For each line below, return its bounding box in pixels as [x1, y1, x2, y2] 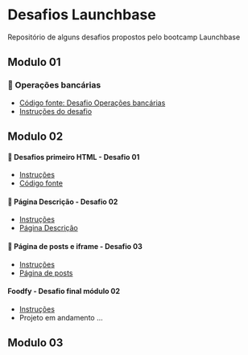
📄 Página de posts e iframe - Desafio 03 [7, 242, 143, 251]
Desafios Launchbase [7, 6, 156, 24]
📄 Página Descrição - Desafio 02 [7, 197, 118, 206]
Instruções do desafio [19, 106, 93, 116]
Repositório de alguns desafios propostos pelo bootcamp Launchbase [7, 32, 241, 42]
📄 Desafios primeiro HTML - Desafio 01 [7, 152, 140, 161]
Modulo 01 [7, 55, 61, 69]
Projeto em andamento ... [19, 312, 104, 322]
